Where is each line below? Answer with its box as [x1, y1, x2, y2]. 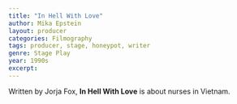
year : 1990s [8, 57, 49, 65]
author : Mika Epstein [8, 19, 82, 27]
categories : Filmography [8, 34, 93, 43]
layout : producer [8, 27, 67, 35]
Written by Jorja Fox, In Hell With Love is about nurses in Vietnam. [8, 86, 231, 96]
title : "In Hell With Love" [8, 11, 104, 20]
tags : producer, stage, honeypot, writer [8, 42, 151, 50]
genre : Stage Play [8, 49, 71, 57]
